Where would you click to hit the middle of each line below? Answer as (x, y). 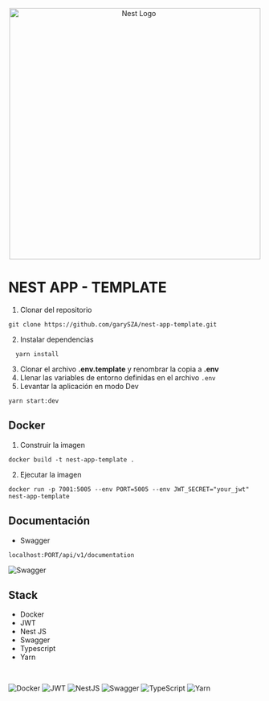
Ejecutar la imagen (51, 474)
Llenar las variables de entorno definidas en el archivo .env (118, 377)
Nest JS (33, 632)
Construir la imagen (53, 445)
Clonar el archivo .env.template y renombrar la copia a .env (119, 369)
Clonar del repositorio (56, 310)
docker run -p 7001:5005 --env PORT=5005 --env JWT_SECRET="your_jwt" (129, 489)
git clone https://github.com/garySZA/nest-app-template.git (113, 324)
